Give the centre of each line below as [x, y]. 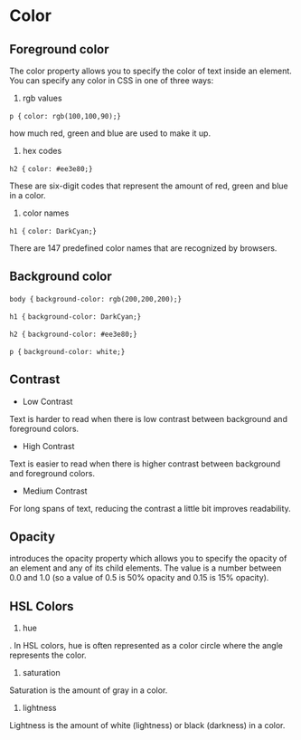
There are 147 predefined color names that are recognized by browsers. [143, 248]
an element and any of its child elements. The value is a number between [146, 568]
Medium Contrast [55, 491]
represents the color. [48, 655]
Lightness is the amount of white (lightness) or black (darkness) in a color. [147, 726]
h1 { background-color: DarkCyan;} [75, 317]
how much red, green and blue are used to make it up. [110, 133]
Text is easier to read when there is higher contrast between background [145, 464]
